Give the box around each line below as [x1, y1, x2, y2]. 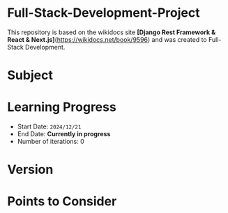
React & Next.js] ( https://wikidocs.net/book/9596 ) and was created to [7, 35, 207, 43]
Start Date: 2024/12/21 [17, 122, 82, 131]
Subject [7, 68, 54, 83]
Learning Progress [7, 99, 116, 115]
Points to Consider [7, 193, 117, 210]
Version [7, 162, 54, 177]
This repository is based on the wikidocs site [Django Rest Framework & [7, 28, 216, 36]
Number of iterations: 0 [17, 138, 85, 146]
